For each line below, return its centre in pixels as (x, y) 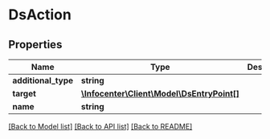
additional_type (43, 80)
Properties (35, 45)
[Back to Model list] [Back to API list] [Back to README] (100, 127)
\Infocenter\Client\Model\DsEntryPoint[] (160, 94)
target (24, 94)
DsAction (40, 15)
